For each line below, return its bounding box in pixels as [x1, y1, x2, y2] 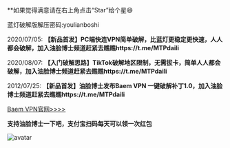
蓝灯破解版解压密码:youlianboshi [7, 21, 100, 29]
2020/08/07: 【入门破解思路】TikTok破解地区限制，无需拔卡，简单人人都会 [7, 59, 221, 67]
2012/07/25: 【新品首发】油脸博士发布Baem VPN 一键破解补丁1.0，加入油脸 [7, 82, 223, 89]
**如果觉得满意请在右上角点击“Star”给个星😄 [7, 6, 133, 14]
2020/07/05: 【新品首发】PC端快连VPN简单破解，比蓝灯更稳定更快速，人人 [7, 35, 223, 43]
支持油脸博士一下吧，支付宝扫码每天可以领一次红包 [7, 120, 152, 127]
